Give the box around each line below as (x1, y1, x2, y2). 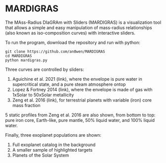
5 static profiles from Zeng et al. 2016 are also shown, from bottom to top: (5, 112, 156, 118)
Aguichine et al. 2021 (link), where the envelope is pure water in (12, 76, 143, 82)
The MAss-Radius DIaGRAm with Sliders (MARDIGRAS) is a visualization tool (5, 19, 162, 25)
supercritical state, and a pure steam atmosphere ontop (12, 81, 126, 87)
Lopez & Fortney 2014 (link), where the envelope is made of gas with (12, 86, 153, 92)
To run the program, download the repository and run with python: (5, 39, 140, 45)
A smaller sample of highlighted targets (12, 147, 93, 153)
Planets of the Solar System (12, 152, 69, 158)
